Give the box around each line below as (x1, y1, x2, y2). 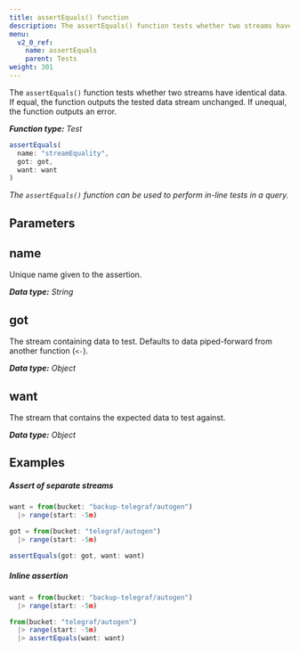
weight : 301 (9, 63, 53, 72)
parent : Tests (25, 54, 77, 63)
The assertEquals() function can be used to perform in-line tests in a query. (9, 190, 289, 200)
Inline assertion (9, 571, 69, 582)
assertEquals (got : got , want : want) (9, 551, 145, 560)
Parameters (9, 216, 76, 231)
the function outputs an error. (9, 106, 117, 117)
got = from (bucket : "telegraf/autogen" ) (9, 527, 162, 536)
